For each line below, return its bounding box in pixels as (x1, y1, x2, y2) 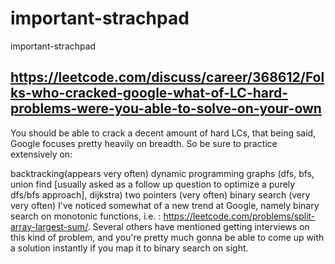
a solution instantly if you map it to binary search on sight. (10, 242, 249, 254)
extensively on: (10, 148, 73, 160)
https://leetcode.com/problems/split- (163, 210, 316, 222)
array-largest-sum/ (10, 220, 88, 232)
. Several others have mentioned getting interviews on (87, 220, 310, 232)
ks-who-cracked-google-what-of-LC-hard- (10, 85, 289, 102)
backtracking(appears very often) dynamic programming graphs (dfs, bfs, (10, 167, 315, 179)
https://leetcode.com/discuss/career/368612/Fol (10, 69, 325, 86)
